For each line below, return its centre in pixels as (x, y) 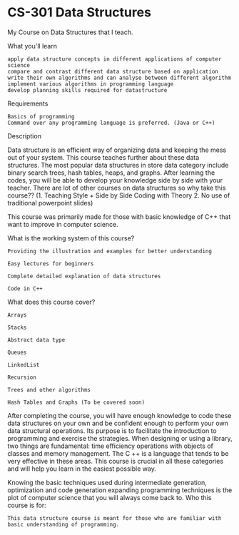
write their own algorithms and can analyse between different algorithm (119, 78)
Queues (17, 352)
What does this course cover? (51, 302)
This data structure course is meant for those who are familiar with (115, 518)
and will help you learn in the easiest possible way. (82, 469)
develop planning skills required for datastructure (87, 90)
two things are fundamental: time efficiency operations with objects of (111, 446)
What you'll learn (32, 46)
